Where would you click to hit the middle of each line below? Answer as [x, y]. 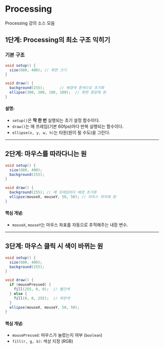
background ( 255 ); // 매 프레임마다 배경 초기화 [53, 193]
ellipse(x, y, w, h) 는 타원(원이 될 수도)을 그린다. [61, 132]
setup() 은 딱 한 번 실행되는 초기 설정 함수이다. [56, 120]
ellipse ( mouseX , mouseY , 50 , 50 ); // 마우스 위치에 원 [63, 197]
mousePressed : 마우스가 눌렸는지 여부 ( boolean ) [57, 335]
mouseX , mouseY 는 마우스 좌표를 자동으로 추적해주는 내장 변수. [70, 225]
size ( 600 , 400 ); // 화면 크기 [38, 70]
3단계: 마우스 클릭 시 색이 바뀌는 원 [54, 246]
